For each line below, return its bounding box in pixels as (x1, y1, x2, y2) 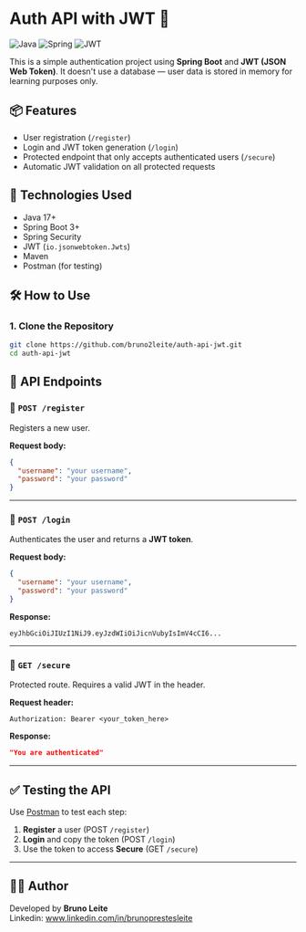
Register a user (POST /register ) (22, 823, 150, 834)
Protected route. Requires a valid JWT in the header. (9, 679, 206, 690)
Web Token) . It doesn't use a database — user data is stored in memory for (9, 66, 293, 77)
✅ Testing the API (9, 782, 111, 798)
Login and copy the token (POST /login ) (22, 833, 176, 844)
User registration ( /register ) (22, 131, 131, 142)
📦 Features (9, 103, 77, 119)
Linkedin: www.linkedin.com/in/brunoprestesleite (9, 912, 193, 923)
